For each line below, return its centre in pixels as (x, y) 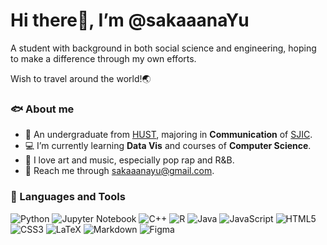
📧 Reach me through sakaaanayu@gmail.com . (119, 171)
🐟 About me (42, 109)
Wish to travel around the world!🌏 (81, 78)
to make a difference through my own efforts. (103, 58)
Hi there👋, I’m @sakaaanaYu (130, 20)
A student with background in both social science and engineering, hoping (163, 48)
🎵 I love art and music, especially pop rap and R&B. (129, 160)
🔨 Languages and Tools (68, 197)
